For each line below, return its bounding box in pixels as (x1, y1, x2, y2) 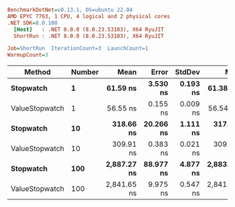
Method (24, 67, 51, 77)
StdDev (174, 67, 201, 77)
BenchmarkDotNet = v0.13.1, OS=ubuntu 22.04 (7, 6, 133, 13)
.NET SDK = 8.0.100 (7, 19, 58, 27)
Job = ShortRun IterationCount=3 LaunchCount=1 (7, 45, 149, 52)
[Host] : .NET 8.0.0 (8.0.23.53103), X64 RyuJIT (13, 26, 164, 33)
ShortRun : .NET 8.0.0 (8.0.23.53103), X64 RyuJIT (13, 32, 164, 39)
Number (71, 67, 99, 77)
